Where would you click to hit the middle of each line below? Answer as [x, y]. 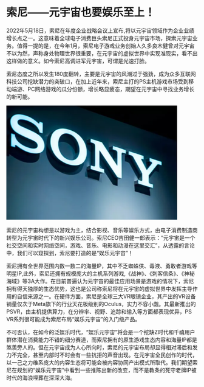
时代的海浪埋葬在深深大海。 [41, 377]
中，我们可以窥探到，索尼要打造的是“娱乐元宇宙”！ [70, 253]
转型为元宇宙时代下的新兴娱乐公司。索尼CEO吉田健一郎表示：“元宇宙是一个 [101, 237]
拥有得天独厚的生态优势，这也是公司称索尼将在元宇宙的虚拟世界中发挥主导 [99, 288]
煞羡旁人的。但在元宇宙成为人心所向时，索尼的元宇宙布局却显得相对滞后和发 [102, 347]
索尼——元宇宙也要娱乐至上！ [81, 12]
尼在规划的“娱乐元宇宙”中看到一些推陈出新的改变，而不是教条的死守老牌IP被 [102, 370]
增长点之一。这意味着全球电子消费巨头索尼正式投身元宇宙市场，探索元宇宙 [99, 38]
